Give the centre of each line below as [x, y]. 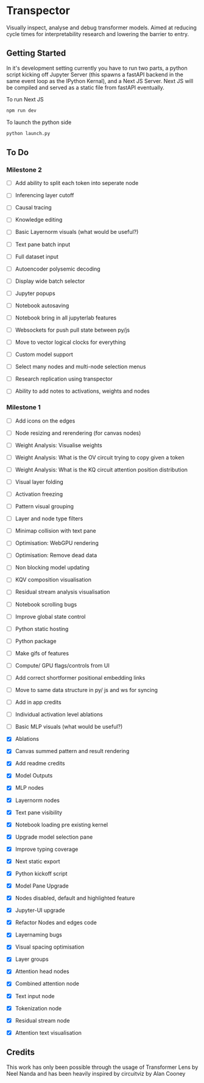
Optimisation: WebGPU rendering [57, 543]
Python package [36, 641]
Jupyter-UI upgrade [40, 910]
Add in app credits [38, 702]
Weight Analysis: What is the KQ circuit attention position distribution [101, 469]
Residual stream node [42, 1020]
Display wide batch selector [50, 281]
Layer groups [32, 959]
